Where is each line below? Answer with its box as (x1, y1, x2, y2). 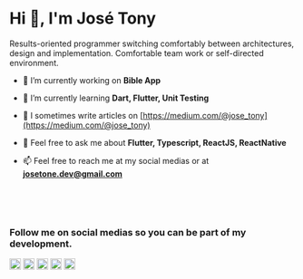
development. (9, 237, 73, 250)
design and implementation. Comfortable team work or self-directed (9, 47, 265, 58)
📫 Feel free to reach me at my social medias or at (22, 155, 210, 166)
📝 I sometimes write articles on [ (22, 110, 143, 120)
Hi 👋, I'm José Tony (9, 8, 157, 29)
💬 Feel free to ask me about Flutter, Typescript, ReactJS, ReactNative (22, 137, 288, 148)
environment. (9, 57, 59, 68)
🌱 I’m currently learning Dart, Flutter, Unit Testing (22, 92, 210, 103)
